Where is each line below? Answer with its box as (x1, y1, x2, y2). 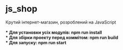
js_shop (5, 3, 38, 14)
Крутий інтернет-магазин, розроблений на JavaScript (5, 19, 116, 25)
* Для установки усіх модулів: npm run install (5, 29, 102, 35)
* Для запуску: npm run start (5, 39, 67, 45)
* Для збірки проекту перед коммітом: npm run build (5, 35, 118, 40)
